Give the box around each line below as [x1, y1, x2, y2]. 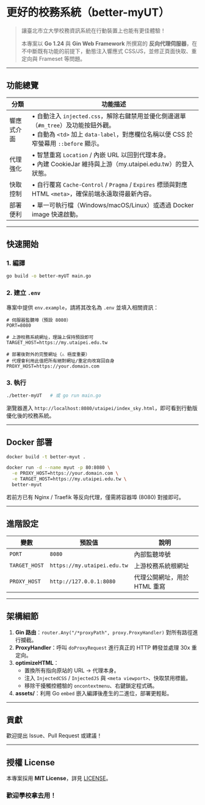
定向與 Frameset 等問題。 [21, 55, 86, 62]
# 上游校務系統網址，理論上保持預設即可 [6, 334, 94, 340]
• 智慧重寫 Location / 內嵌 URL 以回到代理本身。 [31, 151, 170, 159]
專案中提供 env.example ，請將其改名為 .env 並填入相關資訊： [6, 303, 159, 311]
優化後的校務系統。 [6, 412, 55, 419]
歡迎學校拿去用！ [6, 792, 57, 800]
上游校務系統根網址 [134, 561, 189, 570]
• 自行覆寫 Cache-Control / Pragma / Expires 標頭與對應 [31, 180, 188, 189]
